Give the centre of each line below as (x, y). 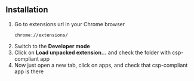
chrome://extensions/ (41, 35)
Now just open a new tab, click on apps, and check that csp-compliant (101, 65)
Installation (27, 10)
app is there (29, 71)
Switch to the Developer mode (52, 46)
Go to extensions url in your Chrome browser (70, 24)
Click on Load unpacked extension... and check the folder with (93, 52)
